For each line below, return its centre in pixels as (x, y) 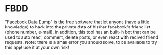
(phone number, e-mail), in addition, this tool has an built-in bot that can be (81, 32)
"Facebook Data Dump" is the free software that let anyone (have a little (77, 22)
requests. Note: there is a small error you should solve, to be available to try (81, 42)
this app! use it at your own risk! (37, 47)
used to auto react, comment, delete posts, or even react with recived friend (82, 37)
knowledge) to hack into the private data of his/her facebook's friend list (78, 27)
